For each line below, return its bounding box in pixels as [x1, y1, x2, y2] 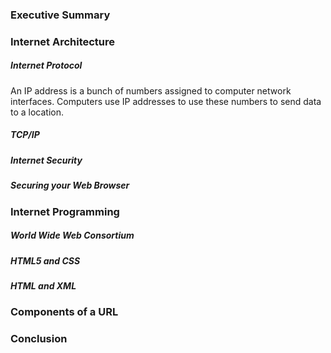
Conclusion [10, 332, 68, 346]
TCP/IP [10, 129, 40, 141]
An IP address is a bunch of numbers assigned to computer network [10, 84, 292, 97]
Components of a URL [10, 305, 119, 319]
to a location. [10, 106, 65, 118]
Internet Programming [10, 204, 120, 218]
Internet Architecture [10, 34, 116, 48]
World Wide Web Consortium [10, 229, 135, 242]
